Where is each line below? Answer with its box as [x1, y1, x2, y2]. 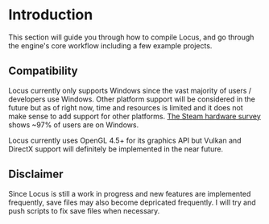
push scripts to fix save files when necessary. [8, 205, 160, 215]
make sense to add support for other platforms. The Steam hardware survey [8, 111, 262, 121]
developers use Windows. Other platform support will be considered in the [8, 94, 255, 104]
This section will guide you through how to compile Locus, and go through [8, 32, 255, 42]
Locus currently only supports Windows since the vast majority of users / [8, 85, 252, 95]
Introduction [8, 6, 93, 24]
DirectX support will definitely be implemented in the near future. [8, 143, 224, 154]
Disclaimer [8, 168, 64, 181]
